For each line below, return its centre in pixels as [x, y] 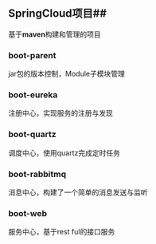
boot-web [28, 213]
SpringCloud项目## [58, 14]
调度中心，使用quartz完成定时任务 [64, 152]
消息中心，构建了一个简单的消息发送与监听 [78, 192]
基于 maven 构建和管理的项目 [55, 34]
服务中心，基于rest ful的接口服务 [62, 232]
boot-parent [32, 55]
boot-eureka [33, 95]
